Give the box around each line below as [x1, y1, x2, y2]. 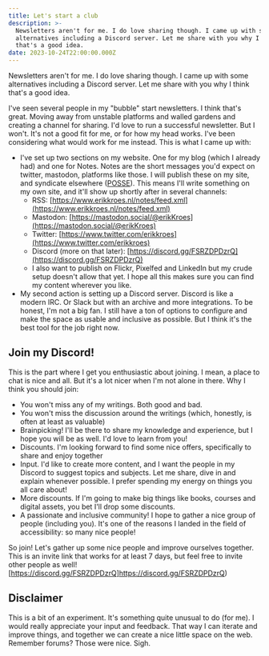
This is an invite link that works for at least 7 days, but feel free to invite [8, 551, 243, 561]
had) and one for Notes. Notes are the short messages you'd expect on [19, 162, 255, 170]
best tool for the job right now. [19, 323, 120, 332]
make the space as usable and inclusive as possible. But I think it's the [19, 314, 252, 324]
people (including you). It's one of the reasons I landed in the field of [19, 518, 247, 528]
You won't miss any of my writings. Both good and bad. [19, 399, 203, 409]
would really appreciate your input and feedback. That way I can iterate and [8, 621, 258, 630]
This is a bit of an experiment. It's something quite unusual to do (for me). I [8, 613, 255, 622]
